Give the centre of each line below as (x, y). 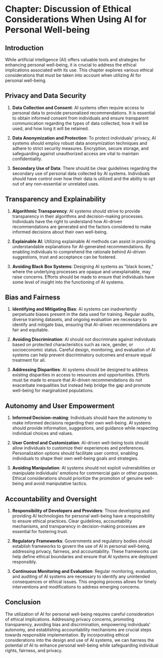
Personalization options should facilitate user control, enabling (75, 453)
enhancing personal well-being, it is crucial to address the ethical (71, 65)
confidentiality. (27, 159)
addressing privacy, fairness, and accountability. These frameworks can (85, 551)
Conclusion (23, 602)
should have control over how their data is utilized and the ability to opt (84, 178)
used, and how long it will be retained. (50, 128)
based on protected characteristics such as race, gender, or (73, 345)
